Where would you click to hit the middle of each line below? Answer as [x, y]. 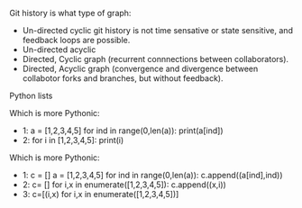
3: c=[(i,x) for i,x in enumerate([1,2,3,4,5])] [101, 194]
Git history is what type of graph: [70, 13]
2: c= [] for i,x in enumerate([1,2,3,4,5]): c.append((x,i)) [124, 185]
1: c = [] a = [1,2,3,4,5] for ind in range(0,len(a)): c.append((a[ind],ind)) [152, 175]
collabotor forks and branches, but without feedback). [123, 78]
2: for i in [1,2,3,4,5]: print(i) [73, 140]
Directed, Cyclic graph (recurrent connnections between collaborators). [156, 59]
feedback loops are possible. [76, 40]
